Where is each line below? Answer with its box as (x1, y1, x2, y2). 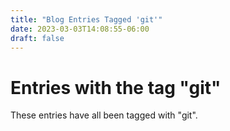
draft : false (10, 33, 65, 43)
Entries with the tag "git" (10, 76, 222, 99)
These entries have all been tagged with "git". (10, 109, 198, 121)
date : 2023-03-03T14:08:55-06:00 (10, 24, 150, 34)
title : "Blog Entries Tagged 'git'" (10, 14, 163, 25)
